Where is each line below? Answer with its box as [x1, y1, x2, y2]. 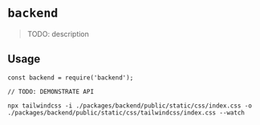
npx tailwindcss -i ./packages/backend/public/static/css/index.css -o [7, 102, 252, 110]
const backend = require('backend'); [7, 74, 134, 82]
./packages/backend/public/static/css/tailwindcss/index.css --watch [7, 108, 246, 117]
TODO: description [26, 29, 90, 38]
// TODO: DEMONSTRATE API [7, 87, 94, 95]
